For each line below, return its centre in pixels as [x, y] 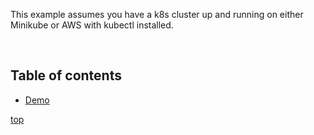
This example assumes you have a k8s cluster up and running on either [157, 14]
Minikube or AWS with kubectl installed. [92, 25]
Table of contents [66, 75]
